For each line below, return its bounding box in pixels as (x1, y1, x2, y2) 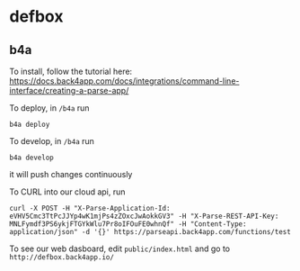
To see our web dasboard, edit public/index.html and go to (9, 243, 231, 254)
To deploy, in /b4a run (9, 103, 90, 113)
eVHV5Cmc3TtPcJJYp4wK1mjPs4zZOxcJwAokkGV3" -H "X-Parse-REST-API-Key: (9, 212, 279, 221)
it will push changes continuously (9, 169, 133, 179)
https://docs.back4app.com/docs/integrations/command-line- (9, 76, 240, 86)
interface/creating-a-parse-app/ (9, 86, 129, 95)
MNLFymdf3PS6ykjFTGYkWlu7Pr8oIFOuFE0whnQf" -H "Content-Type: (9, 220, 247, 229)
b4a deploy (9, 120, 50, 129)
